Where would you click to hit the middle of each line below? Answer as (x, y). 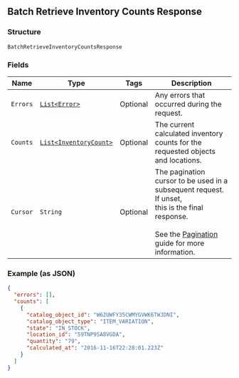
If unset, (169, 198)
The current (174, 124)
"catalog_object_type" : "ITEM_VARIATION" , (90, 321)
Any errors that (180, 95)
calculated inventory (189, 133)
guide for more (180, 243)
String (51, 212)
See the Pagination (186, 234)
